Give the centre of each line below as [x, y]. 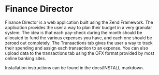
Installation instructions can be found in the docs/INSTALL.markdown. [74, 67]
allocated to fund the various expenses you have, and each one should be [79, 38]
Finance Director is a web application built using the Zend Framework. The [79, 22]
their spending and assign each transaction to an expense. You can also [77, 48]
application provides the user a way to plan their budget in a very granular [79, 27]
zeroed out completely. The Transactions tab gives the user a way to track [79, 43]
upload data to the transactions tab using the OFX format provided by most [80, 53]
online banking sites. [26, 58]
